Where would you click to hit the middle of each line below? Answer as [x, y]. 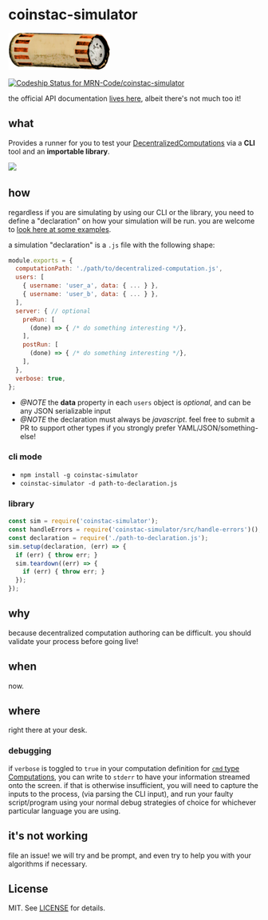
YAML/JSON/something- [218, 428]
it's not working [48, 836]
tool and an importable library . [59, 151]
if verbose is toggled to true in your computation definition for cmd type [124, 768]
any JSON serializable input [65, 410]
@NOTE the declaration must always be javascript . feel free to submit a [137, 419]
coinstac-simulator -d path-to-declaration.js [99, 483]
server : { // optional [53, 311]
